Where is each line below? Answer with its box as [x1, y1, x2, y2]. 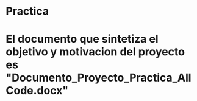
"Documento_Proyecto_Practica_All [5, 71, 192, 85]
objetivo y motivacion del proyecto [5, 45, 185, 59]
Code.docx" [5, 84, 68, 98]
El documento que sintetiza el [5, 32, 159, 46]
